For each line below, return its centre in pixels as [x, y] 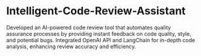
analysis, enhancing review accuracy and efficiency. [71, 46]
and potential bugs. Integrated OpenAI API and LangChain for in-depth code [101, 40]
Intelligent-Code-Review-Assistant [96, 11]
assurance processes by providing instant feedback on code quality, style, [99, 33]
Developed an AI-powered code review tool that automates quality [89, 27]
